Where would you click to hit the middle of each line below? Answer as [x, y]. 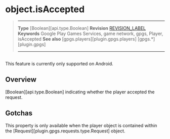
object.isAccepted [45, 9]
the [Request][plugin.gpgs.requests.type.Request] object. [65, 131]
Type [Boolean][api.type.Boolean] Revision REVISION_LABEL [82, 28]
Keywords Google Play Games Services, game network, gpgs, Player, [90, 33]
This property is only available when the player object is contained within [81, 125]
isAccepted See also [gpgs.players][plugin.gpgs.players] [77, 39]
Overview [21, 80]
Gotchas [19, 113]
